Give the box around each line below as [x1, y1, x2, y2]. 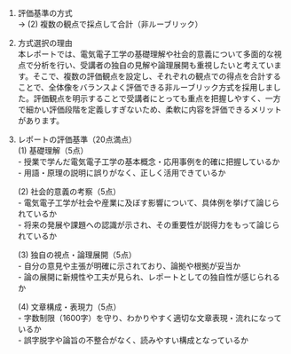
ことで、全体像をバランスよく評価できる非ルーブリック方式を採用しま [17, 83, 273, 92]
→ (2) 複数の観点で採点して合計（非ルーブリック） [17, 19, 203, 29]
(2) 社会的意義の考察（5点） [17, 186, 122, 197]
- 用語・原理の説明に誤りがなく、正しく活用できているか [17, 168, 226, 177]
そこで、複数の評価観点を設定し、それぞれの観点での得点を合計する [32, 71, 281, 82]
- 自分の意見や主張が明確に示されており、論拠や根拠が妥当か [17, 261, 241, 271]
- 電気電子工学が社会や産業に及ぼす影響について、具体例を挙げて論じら [17, 198, 280, 208]
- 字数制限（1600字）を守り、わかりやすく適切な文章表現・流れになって [17, 313, 282, 323]
